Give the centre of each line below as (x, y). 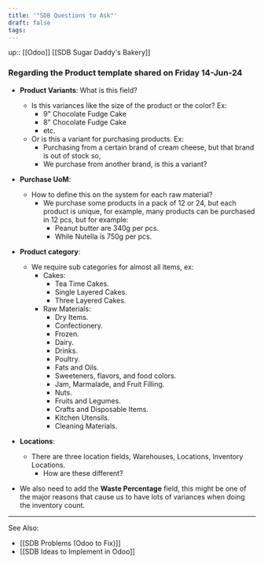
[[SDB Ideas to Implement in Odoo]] (77, 551)
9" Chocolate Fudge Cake (85, 113)
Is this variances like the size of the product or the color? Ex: (129, 105)
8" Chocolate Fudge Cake (85, 122)
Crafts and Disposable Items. (102, 409)
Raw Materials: (67, 309)
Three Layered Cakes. (90, 300)
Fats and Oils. (77, 367)
